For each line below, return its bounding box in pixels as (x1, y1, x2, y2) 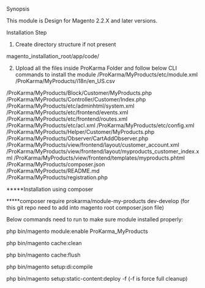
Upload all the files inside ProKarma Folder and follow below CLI (15, 64, 177, 72)
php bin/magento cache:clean (6, 240, 82, 246)
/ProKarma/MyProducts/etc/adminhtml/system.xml (6, 102, 135, 109)
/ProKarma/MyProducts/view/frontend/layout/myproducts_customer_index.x (6, 148, 199, 155)
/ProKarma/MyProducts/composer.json (6, 161, 105, 168)
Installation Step (6, 29, 47, 36)
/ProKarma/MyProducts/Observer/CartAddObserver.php (6, 135, 149, 142)
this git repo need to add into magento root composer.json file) (6, 204, 164, 211)
